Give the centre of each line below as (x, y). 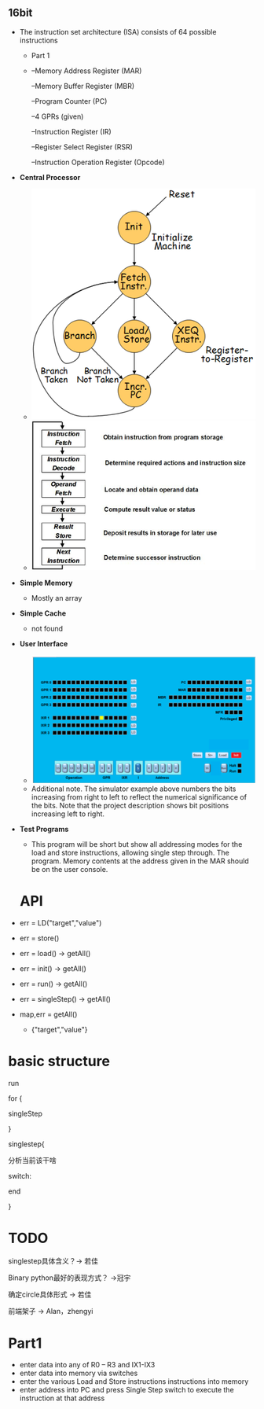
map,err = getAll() (48, 1014)
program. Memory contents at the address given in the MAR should (140, 861)
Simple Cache (43, 613)
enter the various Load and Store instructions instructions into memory (134, 1381)
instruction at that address (62, 1398)
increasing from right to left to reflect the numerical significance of (139, 796)
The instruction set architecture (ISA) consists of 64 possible (118, 31)
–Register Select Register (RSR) (82, 147)
